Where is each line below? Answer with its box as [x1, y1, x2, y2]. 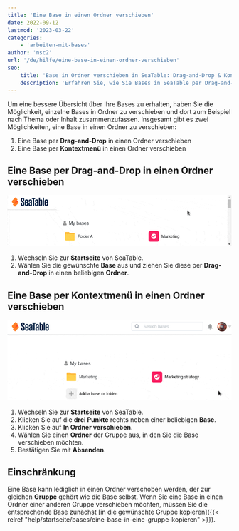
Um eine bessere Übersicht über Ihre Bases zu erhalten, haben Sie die [7, 100, 213, 108]
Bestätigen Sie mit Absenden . [17, 445, 106, 454]
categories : [7, 34, 43, 41]
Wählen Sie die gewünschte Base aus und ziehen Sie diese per [17, 261, 203, 270]
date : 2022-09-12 [7, 19, 59, 26]
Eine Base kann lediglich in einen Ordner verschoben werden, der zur [7, 485, 211, 494]
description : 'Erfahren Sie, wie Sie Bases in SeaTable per [20, 79, 202, 86]
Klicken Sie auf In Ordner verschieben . [17, 423, 133, 431]
